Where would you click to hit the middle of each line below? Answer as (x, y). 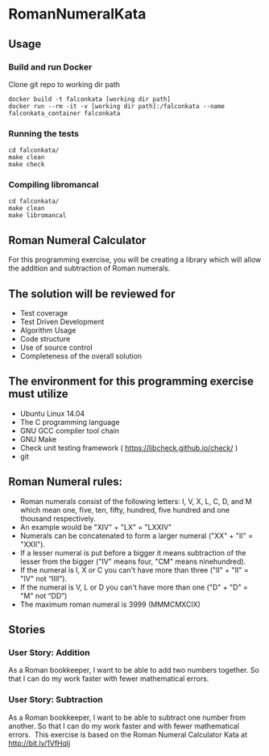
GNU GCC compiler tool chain (69, 430)
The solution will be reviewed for (92, 294)
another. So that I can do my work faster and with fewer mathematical (124, 726)
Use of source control (56, 347)
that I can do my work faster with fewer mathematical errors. (109, 678)
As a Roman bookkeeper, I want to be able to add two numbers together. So (134, 670)
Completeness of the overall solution (81, 356)
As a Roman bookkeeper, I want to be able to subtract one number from (127, 717)
